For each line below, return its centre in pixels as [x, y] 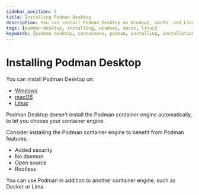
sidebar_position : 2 [32, 12]
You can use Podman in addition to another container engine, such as [91, 180]
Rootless [25, 169]
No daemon [29, 157]
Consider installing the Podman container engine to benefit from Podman [95, 132]
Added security [33, 150]
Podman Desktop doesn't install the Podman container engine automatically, [99, 115]
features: [17, 139]
